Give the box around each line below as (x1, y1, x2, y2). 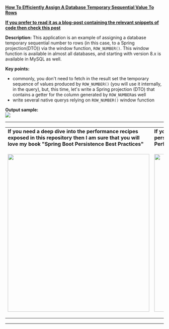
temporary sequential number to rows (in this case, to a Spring (5, 40, 135, 46)
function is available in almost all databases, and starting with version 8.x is (5, 50, 161, 57)
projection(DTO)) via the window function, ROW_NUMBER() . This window (5, 45, 149, 51)
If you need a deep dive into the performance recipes (8, 128, 138, 135)
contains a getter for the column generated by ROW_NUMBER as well (12, 92, 146, 97)
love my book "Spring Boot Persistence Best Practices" (8, 141, 144, 147)
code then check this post (5, 25, 61, 31)
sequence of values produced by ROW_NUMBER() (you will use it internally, (12, 81, 162, 87)
